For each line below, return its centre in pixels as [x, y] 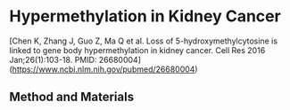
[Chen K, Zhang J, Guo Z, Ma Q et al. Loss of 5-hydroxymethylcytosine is [144, 41]
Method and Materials [72, 97]
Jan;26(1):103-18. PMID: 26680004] [75, 59]
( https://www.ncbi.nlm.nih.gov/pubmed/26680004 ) [104, 69]
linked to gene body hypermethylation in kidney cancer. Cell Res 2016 [137, 50]
